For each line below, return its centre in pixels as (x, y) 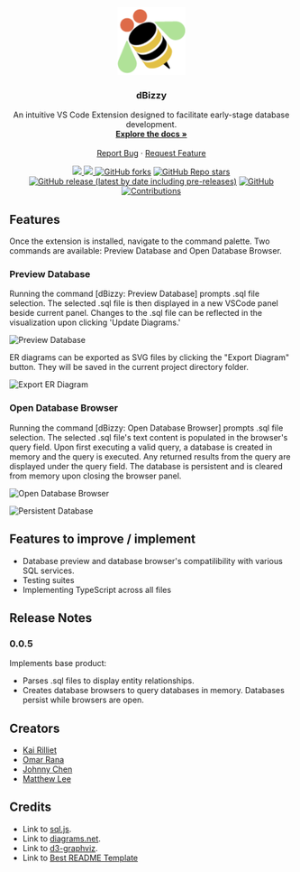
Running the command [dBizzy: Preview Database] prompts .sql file (134, 294)
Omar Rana (43, 760)
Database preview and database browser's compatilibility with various (153, 561)
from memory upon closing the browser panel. (95, 476)
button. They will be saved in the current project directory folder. (129, 367)
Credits (31, 807)
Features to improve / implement (103, 539)
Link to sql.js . (47, 829)
